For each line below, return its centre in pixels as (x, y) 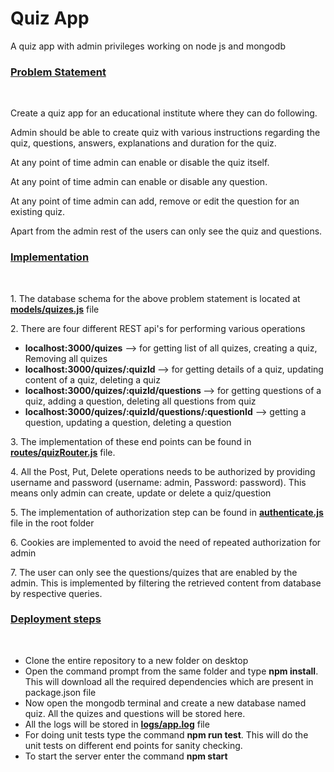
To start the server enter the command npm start (126, 756)
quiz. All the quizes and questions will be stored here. (135, 713)
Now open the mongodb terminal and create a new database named (165, 703)
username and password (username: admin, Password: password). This (158, 482)
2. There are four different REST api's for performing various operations (158, 328)
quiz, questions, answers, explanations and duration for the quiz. (143, 143)
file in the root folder (52, 523)
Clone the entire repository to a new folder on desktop (136, 660)
